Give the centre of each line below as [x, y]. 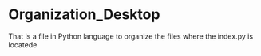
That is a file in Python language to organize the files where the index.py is [131, 36]
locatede [23, 44]
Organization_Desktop [84, 15]
